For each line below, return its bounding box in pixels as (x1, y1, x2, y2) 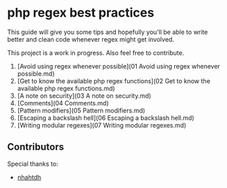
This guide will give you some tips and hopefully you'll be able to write (7, 28, 208, 36)
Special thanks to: (7, 160, 59, 168)
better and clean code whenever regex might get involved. (7, 35, 175, 43)
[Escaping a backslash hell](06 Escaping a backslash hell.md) (17, 113, 194, 122)
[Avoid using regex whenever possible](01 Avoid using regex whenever (17, 62, 221, 70)
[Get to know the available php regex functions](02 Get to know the (17, 76, 210, 85)
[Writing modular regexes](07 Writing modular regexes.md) (17, 121, 187, 129)
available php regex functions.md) (17, 84, 116, 92)
